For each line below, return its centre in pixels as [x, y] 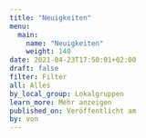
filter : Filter [38, 77]
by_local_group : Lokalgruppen [67, 94]
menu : [20, 26]
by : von [24, 119]
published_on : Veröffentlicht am [73, 111]
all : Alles [30, 85]
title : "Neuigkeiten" [51, 18]
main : [28, 34]
